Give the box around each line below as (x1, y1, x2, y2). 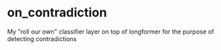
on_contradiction (7, 5, 107, 21)
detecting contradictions (7, 34, 77, 42)
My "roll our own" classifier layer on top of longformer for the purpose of (7, 27, 214, 36)
